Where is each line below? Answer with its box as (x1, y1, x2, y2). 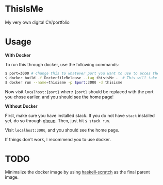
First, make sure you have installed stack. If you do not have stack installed (5, 113, 155, 118)
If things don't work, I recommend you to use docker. (5, 136, 111, 142)
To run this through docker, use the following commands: (5, 61, 119, 67)
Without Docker (5, 103, 38, 109)
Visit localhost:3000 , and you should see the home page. (5, 127, 120, 133)
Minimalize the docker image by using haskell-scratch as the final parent (5, 169, 150, 175)
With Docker (5, 52, 31, 58)
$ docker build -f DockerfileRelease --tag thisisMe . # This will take (5, 75, 158, 80)
